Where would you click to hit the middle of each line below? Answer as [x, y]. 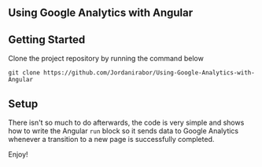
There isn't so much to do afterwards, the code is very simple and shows [126, 123]
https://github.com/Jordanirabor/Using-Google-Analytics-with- [149, 73]
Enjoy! [18, 154]
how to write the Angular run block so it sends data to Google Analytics [124, 131]
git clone [24, 73]
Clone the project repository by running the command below [106, 59]
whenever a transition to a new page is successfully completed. [111, 140]
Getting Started [47, 40]
